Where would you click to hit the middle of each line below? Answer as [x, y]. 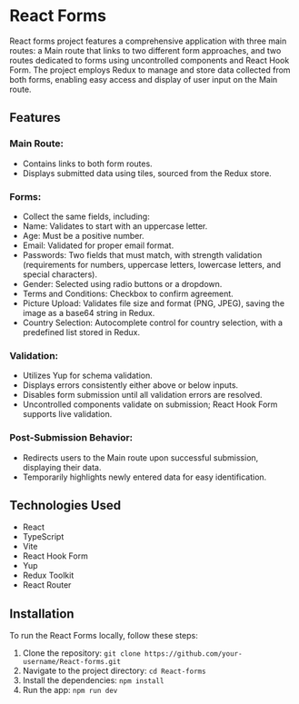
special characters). [60, 274]
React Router [47, 585]
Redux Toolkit [48, 575]
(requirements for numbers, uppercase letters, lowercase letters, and [152, 264]
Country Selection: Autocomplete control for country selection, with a [153, 322]
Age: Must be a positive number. [83, 235]
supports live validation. [67, 414]
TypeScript [43, 537]
